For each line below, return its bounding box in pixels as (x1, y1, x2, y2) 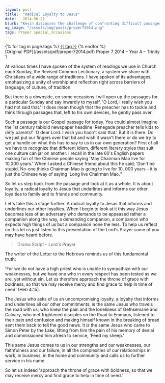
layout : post (5, 7, 32, 12)
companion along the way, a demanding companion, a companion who (5, 217, 148, 222)
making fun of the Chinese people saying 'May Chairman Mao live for (5, 156, 145, 161)
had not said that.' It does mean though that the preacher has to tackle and (5, 104, 156, 110)
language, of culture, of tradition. (5, 84, 72, 90)
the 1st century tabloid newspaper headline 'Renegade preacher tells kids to (5, 124, 159, 130)
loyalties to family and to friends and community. (5, 191, 104, 197)
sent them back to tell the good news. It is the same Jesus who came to (5, 322, 150, 328)
